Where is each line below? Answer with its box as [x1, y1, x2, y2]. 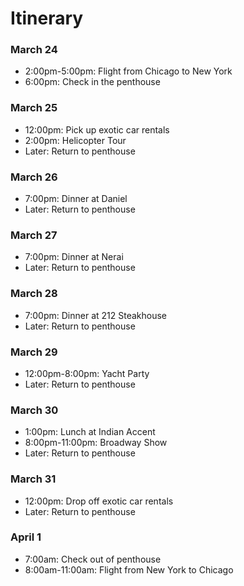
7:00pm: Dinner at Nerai [24, 251, 124, 263]
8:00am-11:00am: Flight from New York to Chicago [24, 563, 234, 576]
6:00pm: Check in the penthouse [24, 76, 161, 88]
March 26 [10, 170, 58, 184]
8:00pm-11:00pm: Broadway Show [24, 437, 168, 449]
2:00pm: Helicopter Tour [24, 134, 127, 146]
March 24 [10, 43, 58, 57]
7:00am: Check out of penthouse [24, 553, 162, 565]
